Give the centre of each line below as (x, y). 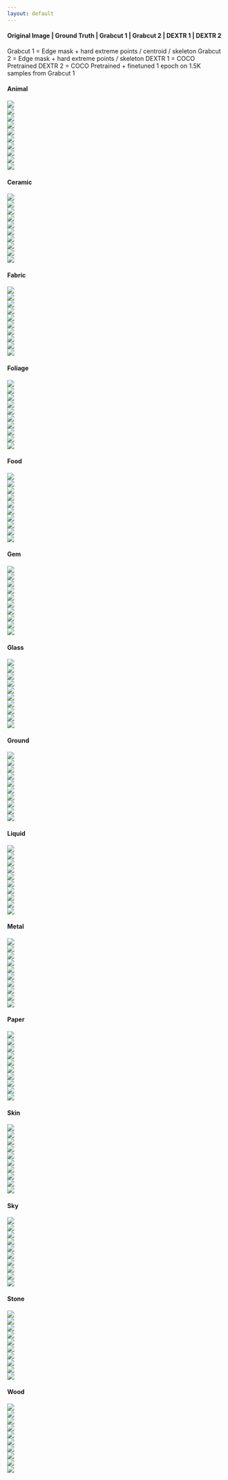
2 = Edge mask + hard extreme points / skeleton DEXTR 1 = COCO (101, 58)
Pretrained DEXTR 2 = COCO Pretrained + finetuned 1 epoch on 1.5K (104, 66)
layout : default (30, 13)
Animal (18, 89)
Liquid (16, 834)
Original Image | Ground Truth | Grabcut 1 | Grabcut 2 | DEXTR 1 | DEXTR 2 (114, 36)
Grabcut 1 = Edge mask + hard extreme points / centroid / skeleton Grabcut (114, 51)
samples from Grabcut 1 (41, 73)
